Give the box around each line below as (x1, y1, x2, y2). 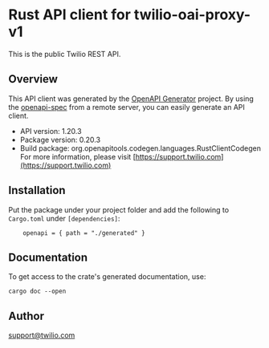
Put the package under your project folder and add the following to (8, 204, 230, 214)
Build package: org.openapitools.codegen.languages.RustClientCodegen (19, 143, 261, 153)
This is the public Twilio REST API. (8, 49, 121, 59)
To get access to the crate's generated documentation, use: (8, 272, 206, 281)
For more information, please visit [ (19, 152, 137, 161)
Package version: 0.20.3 (19, 135, 101, 144)
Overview (8, 72, 59, 86)
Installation (8, 184, 66, 197)
